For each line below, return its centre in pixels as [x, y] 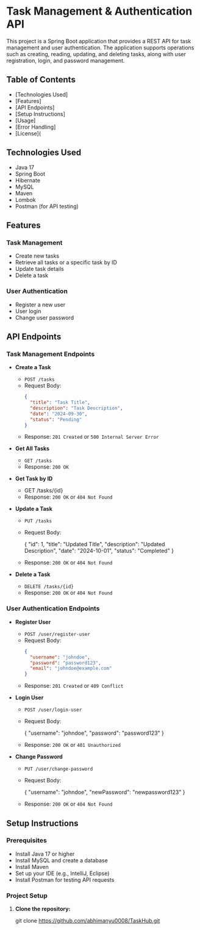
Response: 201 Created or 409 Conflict [74, 686]
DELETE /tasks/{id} [49, 587]
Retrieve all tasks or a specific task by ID [66, 262]
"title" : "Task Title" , [60, 403]
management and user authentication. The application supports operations [100, 48]
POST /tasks [39, 380]
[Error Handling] [35, 127]
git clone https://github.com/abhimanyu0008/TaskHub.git [87, 921]
